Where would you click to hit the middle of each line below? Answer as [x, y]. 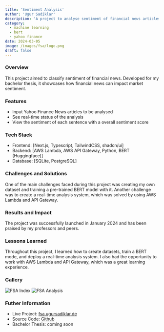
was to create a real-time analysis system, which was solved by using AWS [81, 195]
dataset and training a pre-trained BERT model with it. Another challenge [78, 189]
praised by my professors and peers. [42, 228]
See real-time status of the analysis [48, 117]
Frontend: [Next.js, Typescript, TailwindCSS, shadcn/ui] [68, 145]
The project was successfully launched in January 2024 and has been [76, 223]
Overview [17, 67]
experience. [17, 267]
